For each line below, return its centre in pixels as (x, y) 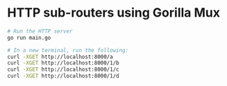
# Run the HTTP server (40, 31)
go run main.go (29, 37)
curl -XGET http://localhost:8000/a (60, 57)
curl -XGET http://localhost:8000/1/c (63, 70)
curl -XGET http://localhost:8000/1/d (63, 76)
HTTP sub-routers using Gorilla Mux (114, 13)
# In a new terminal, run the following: (68, 50)
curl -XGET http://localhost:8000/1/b (63, 63)
